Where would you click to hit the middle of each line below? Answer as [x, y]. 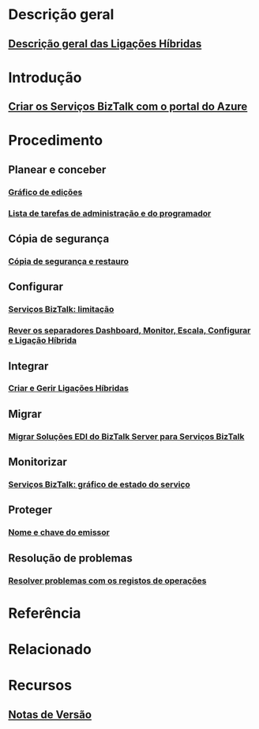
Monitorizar [38, 462]
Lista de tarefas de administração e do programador [110, 213]
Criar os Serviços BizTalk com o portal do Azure [128, 107]
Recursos [40, 686]
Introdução [45, 77]
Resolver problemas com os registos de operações [107, 581]
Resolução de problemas [70, 558]
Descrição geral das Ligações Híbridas [105, 44]
